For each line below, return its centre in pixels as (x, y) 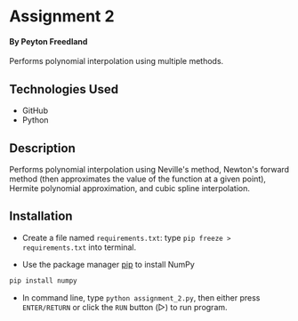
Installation (41, 217)
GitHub (35, 111)
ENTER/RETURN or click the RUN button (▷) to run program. (125, 307)
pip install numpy (43, 281)
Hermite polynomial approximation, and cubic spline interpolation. (130, 189)
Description (42, 148)
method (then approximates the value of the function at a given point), (138, 179)
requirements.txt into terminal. (79, 247)
